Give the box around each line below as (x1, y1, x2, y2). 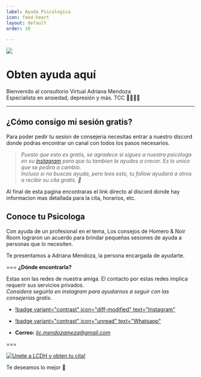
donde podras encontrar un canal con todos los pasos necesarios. (6, 139, 170, 147)
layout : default (6, 20, 47, 26)
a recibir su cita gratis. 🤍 (20, 176, 82, 183)
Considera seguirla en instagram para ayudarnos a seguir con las (6, 288, 169, 295)
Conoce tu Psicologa (6, 212, 86, 222)
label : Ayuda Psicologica (6, 8, 71, 15)
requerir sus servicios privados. (6, 281, 85, 288)
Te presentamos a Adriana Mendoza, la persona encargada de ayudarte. (6, 252, 185, 259)
